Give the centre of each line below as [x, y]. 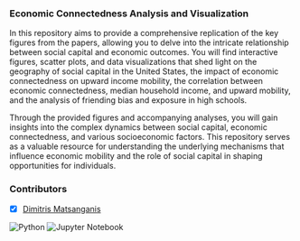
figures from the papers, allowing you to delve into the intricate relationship [149, 42]
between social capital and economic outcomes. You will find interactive [144, 52]
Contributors [38, 190]
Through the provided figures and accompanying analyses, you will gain [144, 118]
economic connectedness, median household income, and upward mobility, [150, 91]
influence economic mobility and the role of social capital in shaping [136, 156]
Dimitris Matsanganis [61, 209]
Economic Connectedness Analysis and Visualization [129, 14]
